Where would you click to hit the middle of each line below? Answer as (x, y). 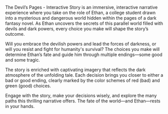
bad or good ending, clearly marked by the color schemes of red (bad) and (83, 80)
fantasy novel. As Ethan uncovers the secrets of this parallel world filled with (84, 23)
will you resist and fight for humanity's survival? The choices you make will (82, 49)
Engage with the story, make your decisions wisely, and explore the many (81, 96)
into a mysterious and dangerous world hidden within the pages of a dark (81, 18)
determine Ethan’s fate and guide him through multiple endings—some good (84, 54)
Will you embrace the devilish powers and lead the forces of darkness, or (81, 44)
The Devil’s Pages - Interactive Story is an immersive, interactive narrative (81, 7)
